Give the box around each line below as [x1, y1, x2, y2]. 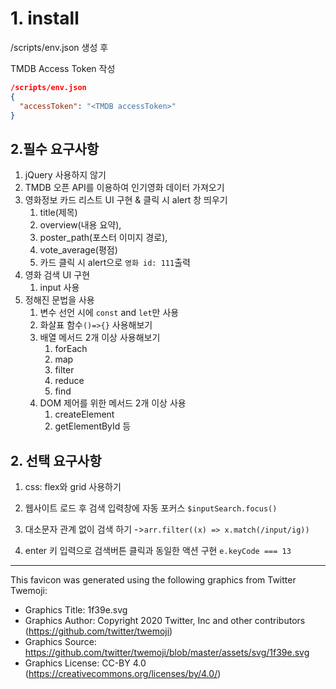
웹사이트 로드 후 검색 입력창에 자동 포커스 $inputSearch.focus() [24, 502, 278, 514]
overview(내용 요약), [39, 219, 122, 231]
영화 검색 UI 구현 [24, 269, 91, 281]
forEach [54, 343, 88, 355]
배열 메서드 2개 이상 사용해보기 [39, 332, 161, 344]
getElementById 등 [54, 420, 132, 432]
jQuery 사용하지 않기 [24, 169, 107, 181]
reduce [54, 375, 85, 387]
